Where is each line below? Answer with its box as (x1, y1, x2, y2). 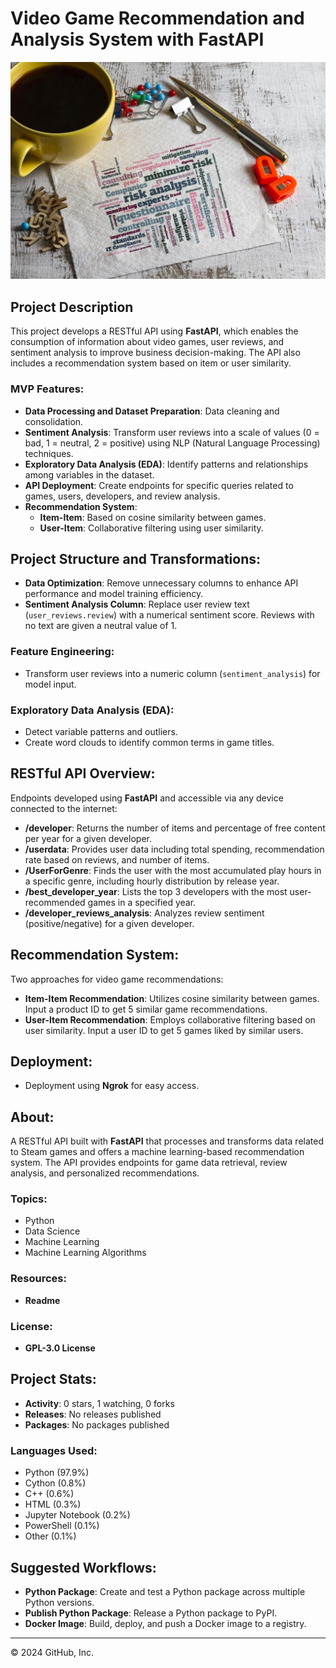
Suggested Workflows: (10, 1559, 157, 1576)
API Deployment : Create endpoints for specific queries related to (24, 479, 294, 491)
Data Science (24, 1225, 81, 1237)
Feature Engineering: (10, 645, 115, 659)
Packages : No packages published (24, 1418, 170, 1431)
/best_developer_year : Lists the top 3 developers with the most (24, 885, 288, 897)
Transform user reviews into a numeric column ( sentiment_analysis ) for (24, 667, 321, 679)
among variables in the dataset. (24, 468, 155, 481)
